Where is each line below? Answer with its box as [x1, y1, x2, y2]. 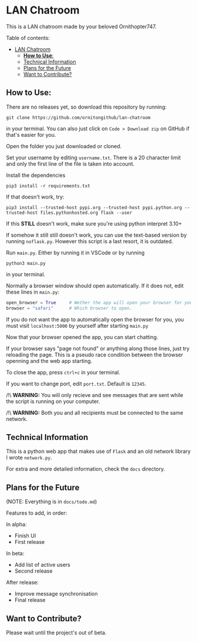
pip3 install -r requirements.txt [6, 183, 91, 189]
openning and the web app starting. [6, 357, 93, 364]
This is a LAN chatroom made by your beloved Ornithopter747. [6, 23, 157, 30]
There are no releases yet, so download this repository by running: [6, 103, 167, 110]
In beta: [6, 550, 25, 557]
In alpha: [6, 521, 27, 528]
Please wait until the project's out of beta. [6, 629, 107, 636]
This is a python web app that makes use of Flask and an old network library [6, 448, 191, 455]
